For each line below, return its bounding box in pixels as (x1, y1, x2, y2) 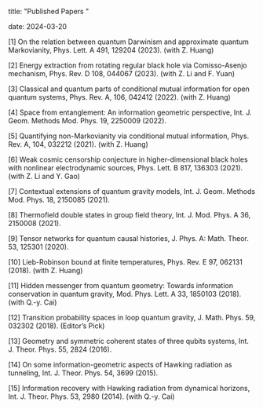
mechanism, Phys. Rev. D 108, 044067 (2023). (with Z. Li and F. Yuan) (8, 69, 236, 78)
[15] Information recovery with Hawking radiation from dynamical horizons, (8, 384, 250, 393)
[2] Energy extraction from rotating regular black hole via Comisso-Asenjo (8, 60, 247, 70)
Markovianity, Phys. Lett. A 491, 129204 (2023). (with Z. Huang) (8, 46, 214, 54)
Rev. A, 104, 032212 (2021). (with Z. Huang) (8, 140, 149, 148)
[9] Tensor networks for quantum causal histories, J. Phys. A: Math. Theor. (8, 234, 250, 243)
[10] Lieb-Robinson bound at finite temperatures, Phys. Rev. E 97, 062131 (8, 257, 243, 266)
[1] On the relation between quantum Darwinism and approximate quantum (8, 37, 250, 46)
